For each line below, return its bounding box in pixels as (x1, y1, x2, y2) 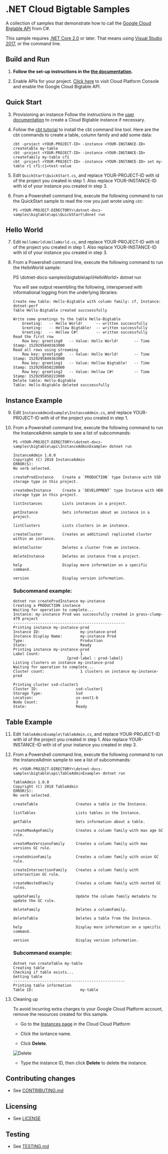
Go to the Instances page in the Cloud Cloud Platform (20, 1020, 130, 1027)
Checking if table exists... (12, 970, 74, 975)
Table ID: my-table (12, 987, 98, 992)
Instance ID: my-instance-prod (12, 629, 116, 634)
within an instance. (12, 536, 56, 542)
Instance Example (5, 396, 63, 405)
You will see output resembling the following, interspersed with (12, 284, 143, 290)
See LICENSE (12, 1115, 41, 1121)
